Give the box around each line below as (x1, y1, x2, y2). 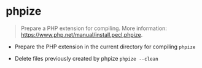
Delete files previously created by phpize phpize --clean (14, 55, 158, 62)
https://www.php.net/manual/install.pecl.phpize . (20, 31, 143, 38)
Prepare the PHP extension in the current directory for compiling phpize (14, 43, 196, 50)
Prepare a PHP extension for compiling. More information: (20, 25, 167, 32)
